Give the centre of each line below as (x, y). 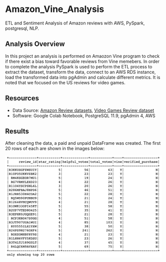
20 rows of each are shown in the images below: (55, 149)
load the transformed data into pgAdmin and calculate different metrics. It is (83, 77)
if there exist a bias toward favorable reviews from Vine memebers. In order (83, 61)
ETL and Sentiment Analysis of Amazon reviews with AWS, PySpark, (75, 23)
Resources (22, 98)
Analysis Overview (35, 44)
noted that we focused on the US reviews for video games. (65, 82)
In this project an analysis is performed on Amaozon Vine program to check (83, 56)
